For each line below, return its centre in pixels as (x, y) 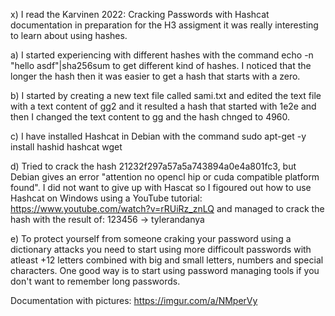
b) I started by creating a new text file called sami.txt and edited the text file (166, 95)
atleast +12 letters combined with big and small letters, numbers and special (167, 260)
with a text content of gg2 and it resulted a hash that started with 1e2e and (163, 106)
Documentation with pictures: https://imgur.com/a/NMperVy (134, 300)
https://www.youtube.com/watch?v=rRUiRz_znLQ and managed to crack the (167, 208)
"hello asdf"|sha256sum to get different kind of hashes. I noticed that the (161, 65)
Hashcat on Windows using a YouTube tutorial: (106, 198)
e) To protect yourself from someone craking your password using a (151, 238)
